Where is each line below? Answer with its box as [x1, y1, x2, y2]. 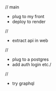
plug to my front [12, 14, 45, 19]
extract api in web [12, 37, 49, 43]
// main [5, 4, 19, 10]
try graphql [12, 80, 35, 86]
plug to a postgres [12, 56, 49, 62]
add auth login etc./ [12, 62, 52, 67]
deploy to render [12, 19, 46, 24]
